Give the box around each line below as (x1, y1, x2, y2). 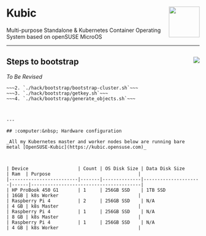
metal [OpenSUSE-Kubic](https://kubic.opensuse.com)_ (6, 144, 147, 150)
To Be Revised (6, 73, 43, 80)
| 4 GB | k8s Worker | (6, 224, 141, 230)
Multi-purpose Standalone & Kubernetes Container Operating (6, 26, 161, 34)
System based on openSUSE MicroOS (6, 33, 102, 40)
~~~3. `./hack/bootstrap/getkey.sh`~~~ (6, 90, 109, 96)
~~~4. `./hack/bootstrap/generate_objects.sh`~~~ (6, 95, 136, 101)
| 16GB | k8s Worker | (6, 192, 141, 199)
